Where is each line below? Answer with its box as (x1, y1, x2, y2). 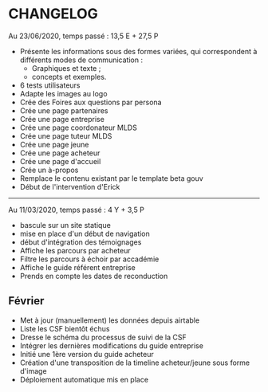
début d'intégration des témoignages (19, 237, 142, 247)
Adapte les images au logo (19, 88, 108, 98)
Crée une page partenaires (19, 105, 109, 116)
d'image (19, 366, 47, 375)
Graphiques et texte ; (31, 63, 101, 73)
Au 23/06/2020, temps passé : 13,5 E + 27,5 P (8, 31, 159, 41)
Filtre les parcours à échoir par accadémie (19, 254, 160, 264)
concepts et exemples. (31, 72, 107, 81)
